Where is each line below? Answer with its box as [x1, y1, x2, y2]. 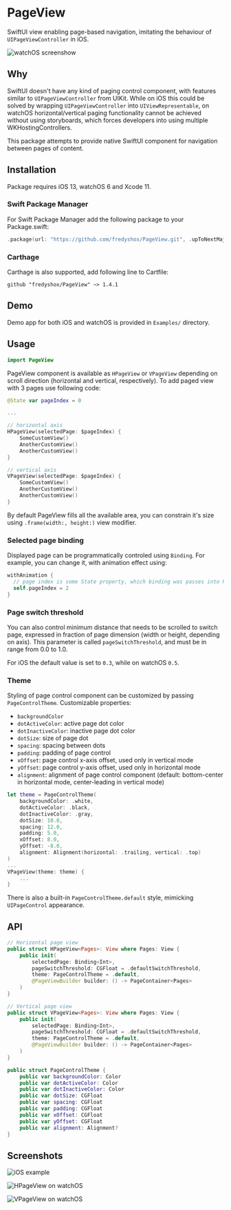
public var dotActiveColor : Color [19, 1080, 118, 1087]
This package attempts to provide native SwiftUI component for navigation [7, 137, 218, 145]
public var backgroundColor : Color [19, 1073, 122, 1080]
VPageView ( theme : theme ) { [7, 868, 85, 875]
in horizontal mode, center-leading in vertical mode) [16, 778, 165, 786]
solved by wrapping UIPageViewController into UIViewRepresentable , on [7, 101, 210, 110]
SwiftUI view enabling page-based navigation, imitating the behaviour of [7, 28, 212, 36]
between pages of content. [7, 143, 84, 152]
